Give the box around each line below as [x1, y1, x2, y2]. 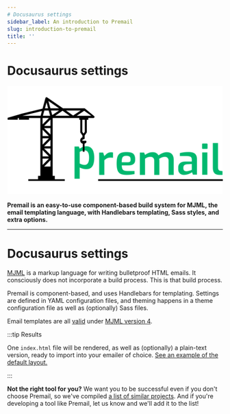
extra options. [7, 216, 48, 224]
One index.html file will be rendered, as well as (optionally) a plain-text [7, 343, 207, 352]
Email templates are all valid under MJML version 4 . [7, 317, 153, 326]
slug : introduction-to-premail [7, 25, 97, 32]
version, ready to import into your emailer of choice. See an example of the [7, 351, 219, 359]
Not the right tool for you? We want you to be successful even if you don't [7, 385, 218, 393]
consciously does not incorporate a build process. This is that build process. [7, 276, 222, 284]
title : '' [7, 33, 36, 40]
